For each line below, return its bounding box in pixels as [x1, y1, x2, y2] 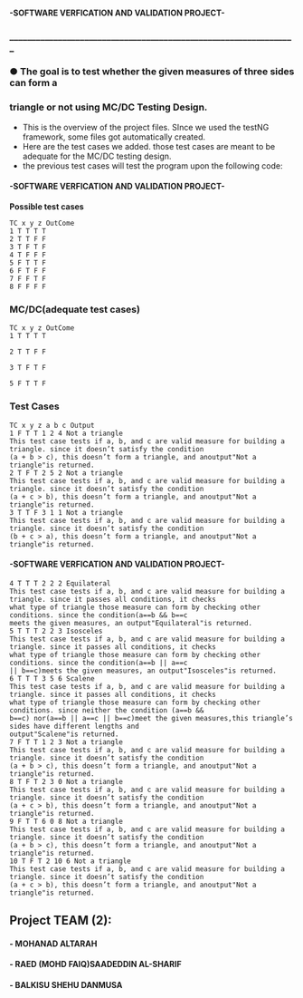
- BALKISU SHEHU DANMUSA [9, 979, 123, 990]
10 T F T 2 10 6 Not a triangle [9, 857, 131, 866]
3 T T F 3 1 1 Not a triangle [9, 508, 124, 517]
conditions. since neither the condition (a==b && [9, 705, 204, 715]
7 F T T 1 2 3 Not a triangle [9, 737, 124, 747]
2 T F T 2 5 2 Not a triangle [9, 468, 124, 478]
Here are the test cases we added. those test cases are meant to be [22, 140, 276, 151]
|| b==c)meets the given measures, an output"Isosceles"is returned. [9, 666, 278, 675]
